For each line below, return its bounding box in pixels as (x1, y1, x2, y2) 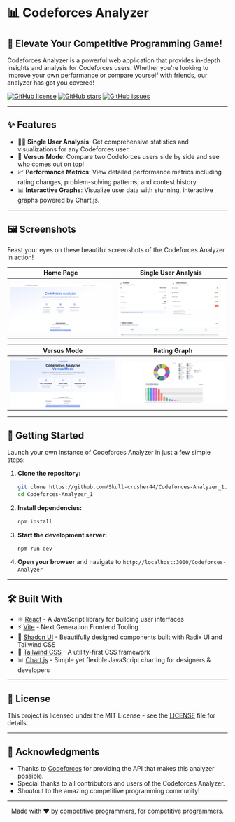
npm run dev (17, 545, 52, 552)
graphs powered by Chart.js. (17, 196, 100, 204)
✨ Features (7, 119, 57, 131)
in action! (7, 253, 34, 261)
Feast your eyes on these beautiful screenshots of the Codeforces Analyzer (7, 245, 225, 254)
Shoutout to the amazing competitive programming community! (17, 786, 201, 795)
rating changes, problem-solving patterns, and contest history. (17, 177, 198, 186)
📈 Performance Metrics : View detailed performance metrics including (17, 167, 222, 176)
